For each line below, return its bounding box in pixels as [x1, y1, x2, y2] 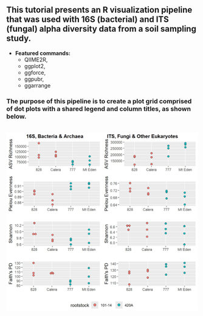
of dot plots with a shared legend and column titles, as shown [6, 105, 191, 113]
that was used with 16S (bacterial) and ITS [6, 15, 169, 25]
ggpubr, [24, 75, 44, 83]
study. [6, 33, 32, 44]
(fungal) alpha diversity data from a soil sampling [6, 24, 196, 34]
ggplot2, [24, 62, 46, 69]
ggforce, [24, 69, 46, 76]
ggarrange [24, 81, 51, 89]
